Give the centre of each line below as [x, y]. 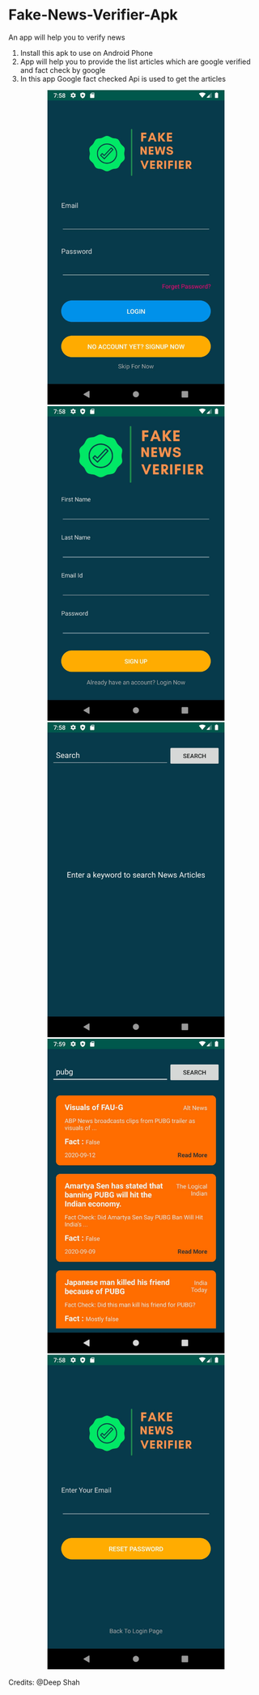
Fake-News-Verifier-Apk [93, 15]
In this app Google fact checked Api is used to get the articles [123, 78]
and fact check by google [63, 70]
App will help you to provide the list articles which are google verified [135, 61]
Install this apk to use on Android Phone [87, 53]
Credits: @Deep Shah [45, 1682]
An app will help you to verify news [67, 37]
